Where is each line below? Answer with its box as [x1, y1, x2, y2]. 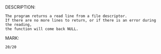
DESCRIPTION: [5, 4, 36, 10]
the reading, [5, 22, 32, 27]
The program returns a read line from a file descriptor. [5, 14, 127, 19]
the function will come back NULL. [5, 27, 79, 31]
